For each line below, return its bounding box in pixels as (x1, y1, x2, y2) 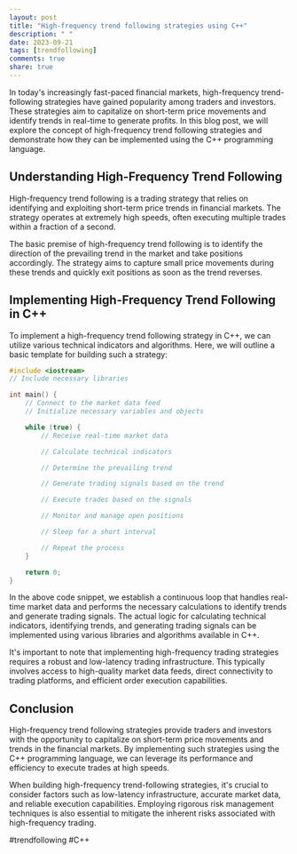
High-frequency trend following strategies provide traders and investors (9, 725, 272, 736)
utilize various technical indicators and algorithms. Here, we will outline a (9, 339, 276, 350)
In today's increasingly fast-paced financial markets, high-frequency (9, 86, 260, 98)
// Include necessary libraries (9, 374, 129, 383)
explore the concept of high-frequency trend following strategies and (9, 124, 262, 135)
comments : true (9, 54, 66, 63)
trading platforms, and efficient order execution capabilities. (9, 675, 228, 686)
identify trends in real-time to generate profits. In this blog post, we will (9, 115, 269, 125)
